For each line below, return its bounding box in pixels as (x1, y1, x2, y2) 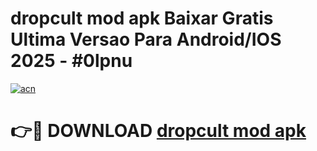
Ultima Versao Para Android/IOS (10, 28, 282, 51)
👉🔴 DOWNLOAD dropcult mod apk (10, 120, 307, 142)
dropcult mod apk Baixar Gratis (10, 7, 274, 30)
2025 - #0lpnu (10, 50, 133, 72)
